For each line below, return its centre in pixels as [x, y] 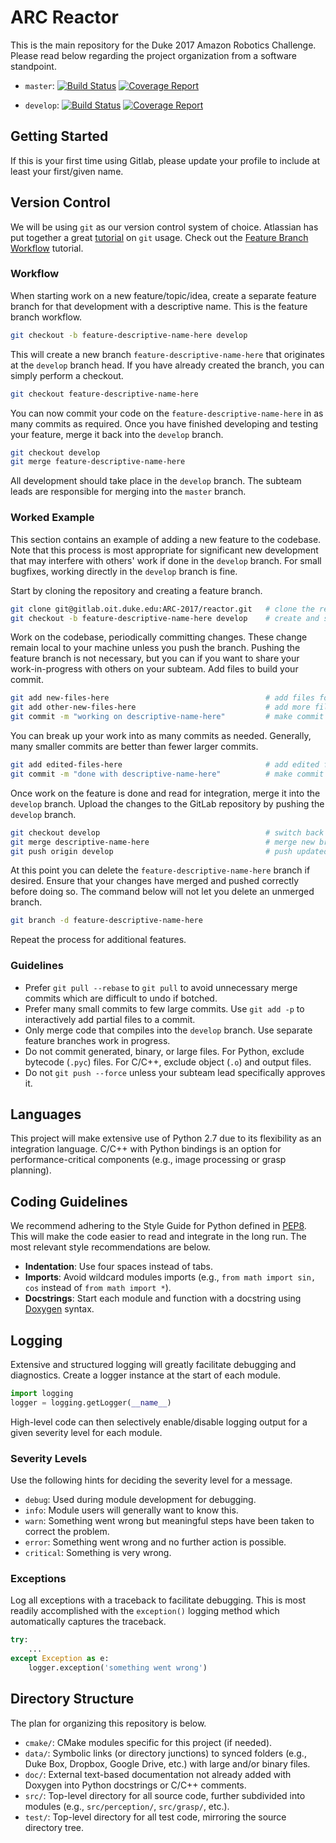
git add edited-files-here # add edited [165, 765]
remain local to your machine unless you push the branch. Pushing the [155, 648]
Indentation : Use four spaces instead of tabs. [119, 1267]
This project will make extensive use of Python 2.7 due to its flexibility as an [166, 1138]
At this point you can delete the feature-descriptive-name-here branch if [160, 870]
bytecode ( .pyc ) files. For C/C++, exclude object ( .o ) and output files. [168, 1062]
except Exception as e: [60, 1659]
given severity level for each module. [86, 1432]
